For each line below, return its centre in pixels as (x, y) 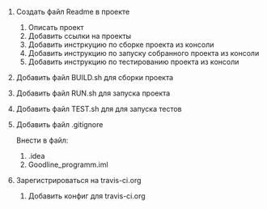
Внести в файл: (42, 140)
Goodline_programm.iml (68, 164)
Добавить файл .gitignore (59, 124)
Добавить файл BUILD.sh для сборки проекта (95, 77)
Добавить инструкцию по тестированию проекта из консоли (133, 62)
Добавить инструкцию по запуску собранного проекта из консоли (144, 53)
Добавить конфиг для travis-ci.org (87, 196)
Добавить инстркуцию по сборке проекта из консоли (121, 45)
